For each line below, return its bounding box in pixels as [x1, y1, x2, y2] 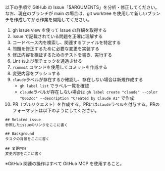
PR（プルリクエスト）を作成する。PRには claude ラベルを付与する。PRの [12, 101, 160, 107]
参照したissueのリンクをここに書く [5, 123, 68, 128]
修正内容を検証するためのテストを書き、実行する [12, 52, 112, 58]
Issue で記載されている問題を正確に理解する [12, 34, 103, 39]
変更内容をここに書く [5, 151, 42, 156]
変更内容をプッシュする [12, 71, 60, 76]
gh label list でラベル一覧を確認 [19, 83, 89, 88]
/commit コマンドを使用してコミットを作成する [12, 64, 108, 70]
